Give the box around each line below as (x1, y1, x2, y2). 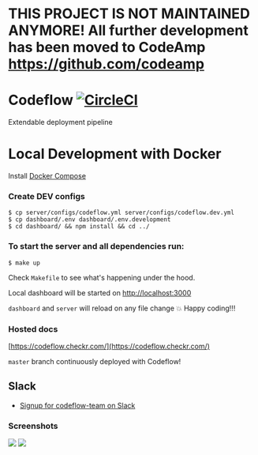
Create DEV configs (8, 190, 85, 201)
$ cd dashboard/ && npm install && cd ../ (8, 223, 150, 231)
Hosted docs (8, 323, 58, 334)
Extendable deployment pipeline (8, 118, 113, 127)
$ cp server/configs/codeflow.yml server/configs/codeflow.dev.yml (8, 209, 235, 217)
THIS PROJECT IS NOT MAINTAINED (8, 5, 250, 23)
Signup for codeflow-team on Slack (19, 400, 136, 410)
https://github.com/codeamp (8, 55, 205, 73)
